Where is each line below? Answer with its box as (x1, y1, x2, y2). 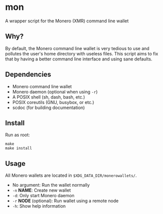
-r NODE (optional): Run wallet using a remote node (12, 198, 119, 204)
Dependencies (5, 70, 51, 79)
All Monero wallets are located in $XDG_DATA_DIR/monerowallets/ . (5, 172, 137, 178)
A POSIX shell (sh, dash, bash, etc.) (12, 94, 85, 100)
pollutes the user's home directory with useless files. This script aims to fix (5, 51, 159, 56)
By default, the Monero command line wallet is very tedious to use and (5, 45, 150, 51)
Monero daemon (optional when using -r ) (12, 89, 98, 95)
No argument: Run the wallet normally (12, 182, 90, 188)
